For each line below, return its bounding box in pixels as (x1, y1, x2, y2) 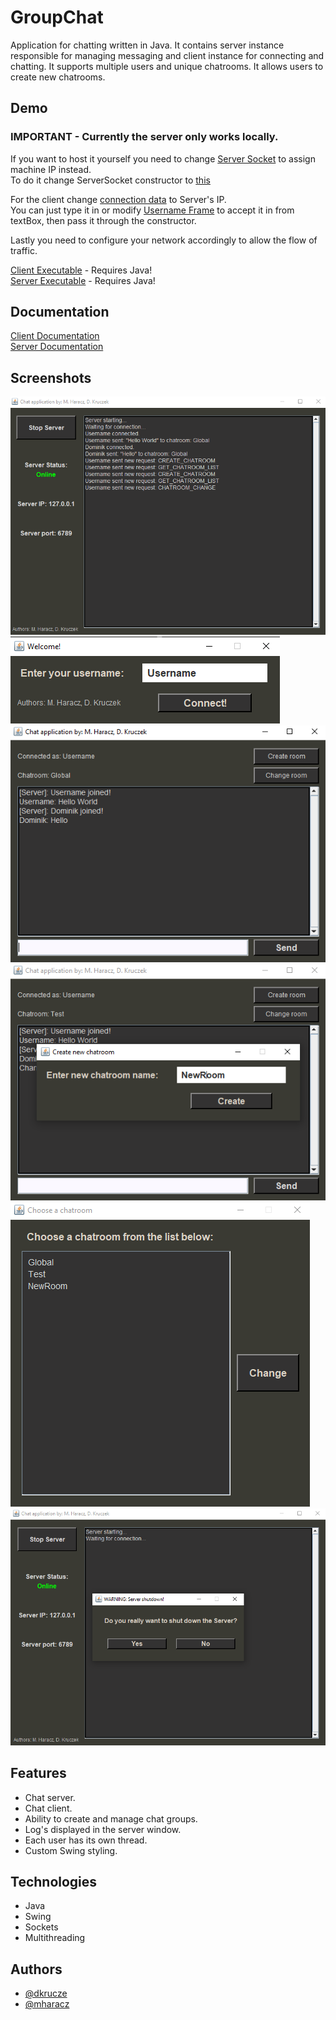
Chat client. (24, 1802, 73, 1814)
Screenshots (10, 369, 92, 386)
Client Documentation (10, 330, 100, 342)
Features (10, 1765, 67, 1782)
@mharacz (24, 1998, 70, 2010)
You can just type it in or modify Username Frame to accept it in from (10, 204, 295, 216)
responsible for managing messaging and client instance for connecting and (10, 49, 325, 61)
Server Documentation (10, 341, 104, 353)
